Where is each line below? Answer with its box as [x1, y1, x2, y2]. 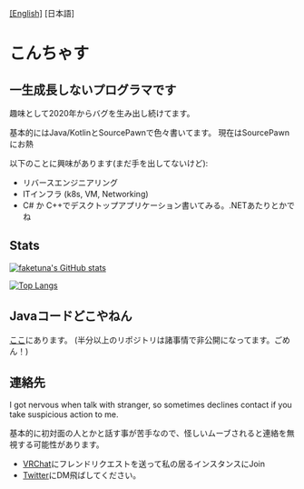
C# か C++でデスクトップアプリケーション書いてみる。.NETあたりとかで [22, 200, 295, 211]
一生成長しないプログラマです [9, 82, 177, 97]
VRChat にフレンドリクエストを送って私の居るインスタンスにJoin [22, 458, 266, 470]
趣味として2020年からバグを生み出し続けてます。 [9, 108, 195, 118]
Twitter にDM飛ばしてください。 [22, 470, 142, 481]
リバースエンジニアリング [22, 177, 119, 188]
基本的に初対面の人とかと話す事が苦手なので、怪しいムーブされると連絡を [9, 428, 288, 439]
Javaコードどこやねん [9, 308, 133, 324]
